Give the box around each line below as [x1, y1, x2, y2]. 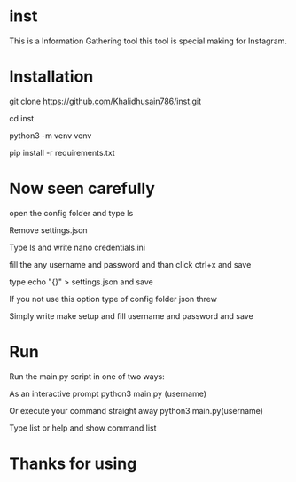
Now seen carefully [9, 179, 155, 198]
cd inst [9, 113, 35, 123]
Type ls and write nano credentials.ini [9, 242, 146, 253]
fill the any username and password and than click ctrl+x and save [9, 259, 252, 269]
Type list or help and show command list [9, 423, 157, 433]
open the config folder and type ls [9, 207, 134, 218]
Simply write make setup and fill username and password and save [9, 310, 254, 321]
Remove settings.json [9, 224, 88, 236]
